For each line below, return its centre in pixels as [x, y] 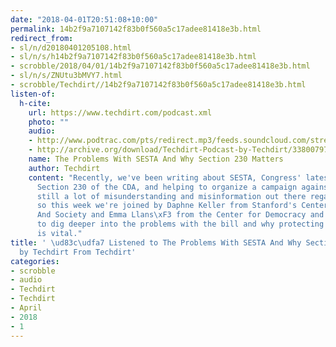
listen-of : [33, 94]
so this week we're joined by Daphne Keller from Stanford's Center [182, 206]
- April [26, 308]
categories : [35, 261]
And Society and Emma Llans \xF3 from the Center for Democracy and [180, 215]
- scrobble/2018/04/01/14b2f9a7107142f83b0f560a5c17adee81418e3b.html [160, 66]
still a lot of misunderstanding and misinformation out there [171, 196]
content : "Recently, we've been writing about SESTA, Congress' [165, 177]
